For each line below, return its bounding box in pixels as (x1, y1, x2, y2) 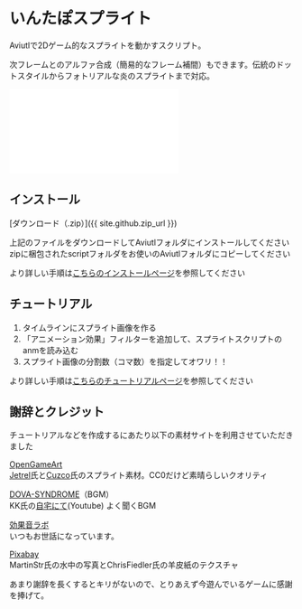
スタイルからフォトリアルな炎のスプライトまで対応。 (16, 70, 215, 81)
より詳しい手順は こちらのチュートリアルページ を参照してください (9, 375, 254, 386)
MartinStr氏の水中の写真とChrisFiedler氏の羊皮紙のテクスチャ (9, 559, 239, 570)
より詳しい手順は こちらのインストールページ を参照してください (9, 267, 246, 278)
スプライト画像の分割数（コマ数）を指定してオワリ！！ (22, 356, 228, 367)
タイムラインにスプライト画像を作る (22, 322, 157, 333)
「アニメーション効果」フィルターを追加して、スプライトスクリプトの (22, 333, 282, 344)
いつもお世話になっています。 (9, 530, 119, 542)
